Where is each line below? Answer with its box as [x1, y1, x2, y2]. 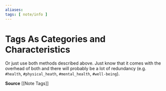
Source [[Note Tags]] [5, 81, 49, 87]
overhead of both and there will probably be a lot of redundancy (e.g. [5, 66, 146, 72]
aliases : [5, 7, 23, 12]
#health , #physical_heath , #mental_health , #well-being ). [5, 71, 120, 77]
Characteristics [5, 44, 70, 55]
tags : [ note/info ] [5, 12, 48, 17]
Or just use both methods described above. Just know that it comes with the [5, 60, 161, 66]
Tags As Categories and [5, 33, 106, 45]
